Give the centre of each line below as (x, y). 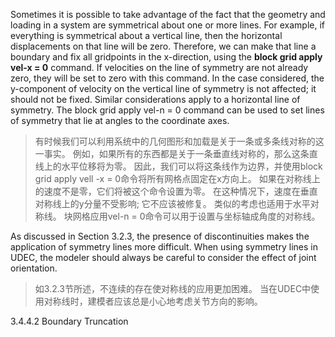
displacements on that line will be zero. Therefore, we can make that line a (163, 46)
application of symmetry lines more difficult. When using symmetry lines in (164, 247)
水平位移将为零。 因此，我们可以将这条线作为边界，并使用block (192, 166)
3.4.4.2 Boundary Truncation (69, 321)
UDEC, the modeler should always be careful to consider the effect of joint (163, 257)
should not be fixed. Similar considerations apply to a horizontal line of (155, 99)
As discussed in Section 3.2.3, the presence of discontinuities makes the (160, 236)
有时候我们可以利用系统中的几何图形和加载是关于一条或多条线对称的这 (179, 141)
